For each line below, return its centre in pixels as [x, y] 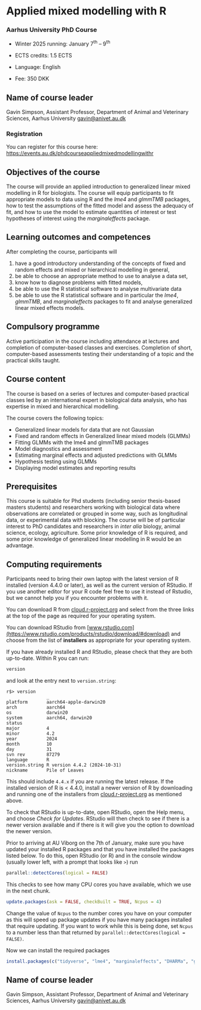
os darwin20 [37, 713]
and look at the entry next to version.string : [61, 681]
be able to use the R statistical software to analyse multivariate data [98, 288]
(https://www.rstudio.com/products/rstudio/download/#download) [88, 634]
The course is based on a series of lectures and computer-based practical [98, 393]
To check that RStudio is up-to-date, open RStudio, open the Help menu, [96, 812]
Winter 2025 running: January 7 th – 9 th [63, 43]
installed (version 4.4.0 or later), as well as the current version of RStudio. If [99, 585]
